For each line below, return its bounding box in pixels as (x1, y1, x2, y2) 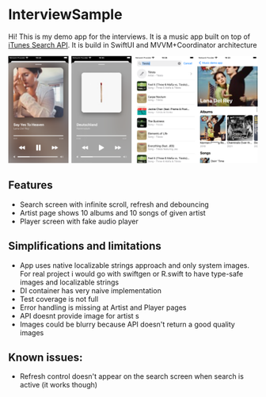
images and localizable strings (19, 277, 120, 287)
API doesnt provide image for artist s (19, 311, 140, 320)
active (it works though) (19, 380, 97, 390)
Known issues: (8, 351, 83, 365)
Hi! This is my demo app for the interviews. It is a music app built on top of (8, 32, 251, 41)
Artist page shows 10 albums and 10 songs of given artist (19, 208, 206, 217)
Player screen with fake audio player (19, 216, 139, 226)
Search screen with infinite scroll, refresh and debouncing (19, 200, 210, 209)
